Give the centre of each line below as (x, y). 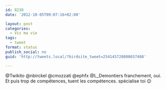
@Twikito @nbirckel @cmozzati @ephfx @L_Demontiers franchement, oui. (83, 75)
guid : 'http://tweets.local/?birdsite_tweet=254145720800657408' (76, 57)
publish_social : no (26, 52)
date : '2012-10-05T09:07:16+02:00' (43, 15)
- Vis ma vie (24, 33)
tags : (11, 38)
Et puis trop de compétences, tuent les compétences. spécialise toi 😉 (78, 81)
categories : (18, 28)
